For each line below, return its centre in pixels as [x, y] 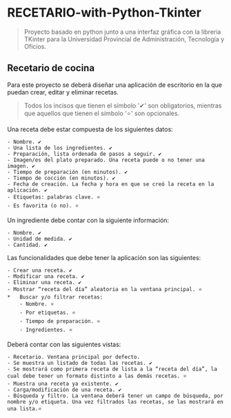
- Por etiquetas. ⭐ [48, 312]
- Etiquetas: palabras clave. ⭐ [54, 197]
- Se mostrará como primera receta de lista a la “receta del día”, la [112, 369]
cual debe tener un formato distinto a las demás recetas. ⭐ [97, 376]
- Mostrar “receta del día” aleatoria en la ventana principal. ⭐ [105, 289]
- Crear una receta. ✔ [40, 270]
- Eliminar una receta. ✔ [44, 282]
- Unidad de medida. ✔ [40, 239]
